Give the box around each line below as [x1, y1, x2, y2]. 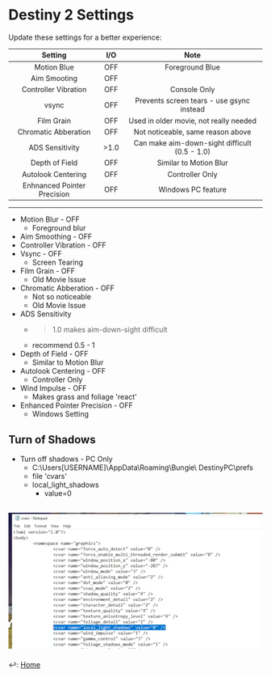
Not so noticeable [31, 292, 91, 302]
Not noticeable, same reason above [133, 127, 252, 137]
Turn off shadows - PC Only [19, 455, 113, 464]
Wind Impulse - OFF [19, 383, 87, 393]
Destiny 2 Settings [8, 6, 135, 24]
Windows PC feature [158, 184, 227, 195]
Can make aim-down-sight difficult [133, 138, 252, 148]
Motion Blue [34, 62, 74, 72]
